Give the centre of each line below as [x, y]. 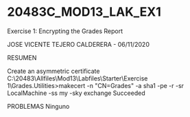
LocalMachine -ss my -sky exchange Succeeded [76, 93]
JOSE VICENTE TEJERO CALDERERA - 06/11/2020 [78, 44]
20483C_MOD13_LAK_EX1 [84, 12]
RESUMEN [22, 57]
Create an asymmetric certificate [54, 71]
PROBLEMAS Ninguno [38, 106]
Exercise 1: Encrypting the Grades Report [65, 31]
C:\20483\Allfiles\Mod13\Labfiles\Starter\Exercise [78, 78]
